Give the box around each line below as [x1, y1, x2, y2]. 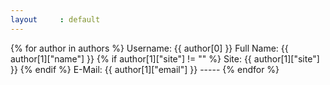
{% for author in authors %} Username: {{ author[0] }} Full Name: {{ [10, 42, 289, 54]
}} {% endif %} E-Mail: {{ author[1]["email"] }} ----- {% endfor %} [10, 63, 280, 75]
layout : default [10, 14, 101, 25]
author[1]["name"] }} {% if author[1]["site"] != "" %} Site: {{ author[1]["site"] [10, 52, 320, 65]
